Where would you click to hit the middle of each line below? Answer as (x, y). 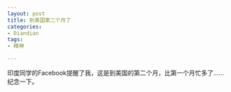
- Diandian (23, 33)
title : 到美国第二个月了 (39, 20)
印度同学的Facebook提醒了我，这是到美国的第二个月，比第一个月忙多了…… (116, 73)
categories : (24, 26)
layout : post (26, 14)
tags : (15, 40)
